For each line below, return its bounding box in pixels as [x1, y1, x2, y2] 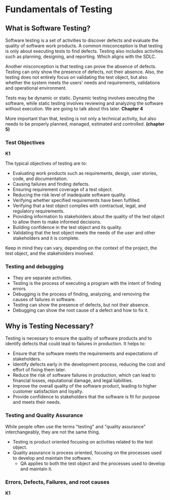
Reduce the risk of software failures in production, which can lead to [12, 372, 156, 378]
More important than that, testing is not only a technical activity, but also [5, 115, 156, 122]
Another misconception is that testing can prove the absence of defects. [5, 64, 157, 69]
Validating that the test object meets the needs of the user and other [12, 230, 156, 236]
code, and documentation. [12, 175, 68, 182]
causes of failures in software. [12, 296, 76, 302]
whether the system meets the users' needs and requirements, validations [5, 80, 160, 85]
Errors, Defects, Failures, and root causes [5, 478, 110, 485]
